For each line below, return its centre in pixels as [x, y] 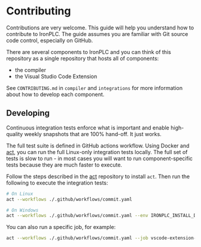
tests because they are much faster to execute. [64, 165]
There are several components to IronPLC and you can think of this [89, 52]
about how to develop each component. [55, 94]
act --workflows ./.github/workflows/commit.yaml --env [77, 216]
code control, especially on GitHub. [50, 40]
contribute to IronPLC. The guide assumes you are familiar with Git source [97, 34]
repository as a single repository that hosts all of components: [83, 58]
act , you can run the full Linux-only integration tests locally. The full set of [97, 152]
